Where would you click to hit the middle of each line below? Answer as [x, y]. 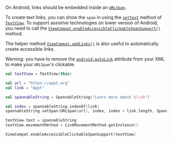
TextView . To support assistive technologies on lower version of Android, [82, 23]
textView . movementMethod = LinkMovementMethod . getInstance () [72, 125]
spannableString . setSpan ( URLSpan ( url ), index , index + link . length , [80, 111]
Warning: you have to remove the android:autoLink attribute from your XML [85, 59]
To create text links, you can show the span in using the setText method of [84, 17]
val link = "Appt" [25, 88]
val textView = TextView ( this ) [39, 74]
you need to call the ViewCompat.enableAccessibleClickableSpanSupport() [83, 28]
